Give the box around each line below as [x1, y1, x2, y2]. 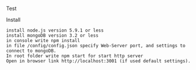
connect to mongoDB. [6, 48, 57, 54]
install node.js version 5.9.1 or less [6, 27, 104, 33]
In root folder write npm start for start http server [6, 53, 144, 59]
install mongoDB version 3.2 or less [6, 33, 99, 38]
